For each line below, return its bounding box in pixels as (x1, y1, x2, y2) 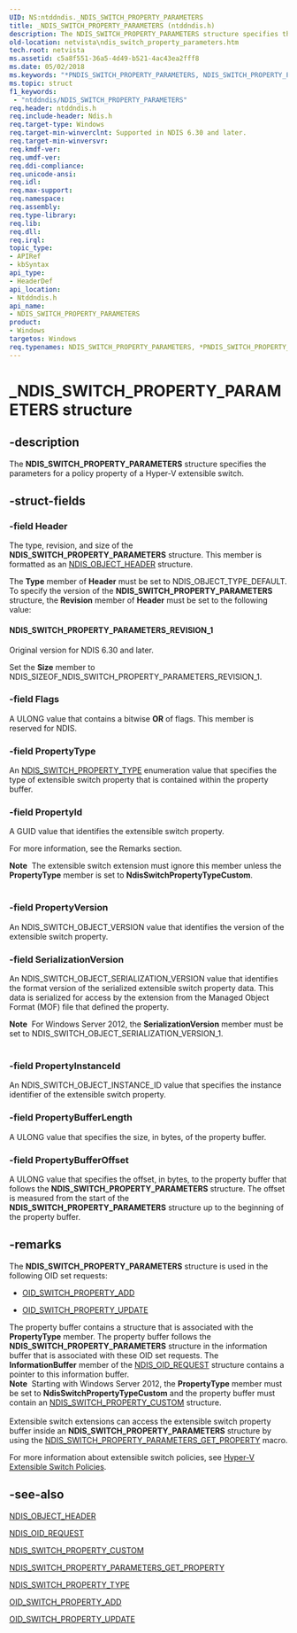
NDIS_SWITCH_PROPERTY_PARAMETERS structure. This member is (9, 550, 263, 560)
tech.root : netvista (9, 46, 86, 55)
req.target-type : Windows (9, 121, 104, 129)
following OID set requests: (9, 1270, 108, 1281)
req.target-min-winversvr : (9, 137, 109, 145)
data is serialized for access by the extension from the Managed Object (9, 992, 270, 1003)
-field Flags (9, 693, 60, 706)
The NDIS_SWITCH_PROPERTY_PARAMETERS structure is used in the (9, 1261, 269, 1271)
